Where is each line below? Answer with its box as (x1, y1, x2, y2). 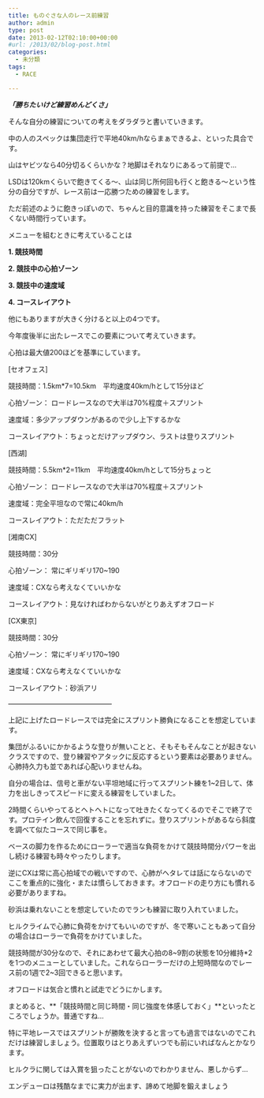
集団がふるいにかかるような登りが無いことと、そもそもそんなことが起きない (8, 741, 256, 751)
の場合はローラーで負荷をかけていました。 (8, 931, 147, 940)
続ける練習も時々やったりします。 (14, 851, 125, 860)
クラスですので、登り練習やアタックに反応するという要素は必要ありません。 (8, 751, 256, 761)
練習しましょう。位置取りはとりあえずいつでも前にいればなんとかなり (28, 1037, 257, 1047)
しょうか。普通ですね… (28, 1011, 104, 1021)
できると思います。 (65, 968, 128, 977)
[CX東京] (8, 616, 37, 625)
